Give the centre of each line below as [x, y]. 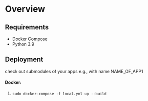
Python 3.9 [23, 44]
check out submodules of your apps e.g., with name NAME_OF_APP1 [74, 71]
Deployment [24, 60]
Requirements [27, 27]
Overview [25, 9]
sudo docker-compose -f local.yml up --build [59, 94]
